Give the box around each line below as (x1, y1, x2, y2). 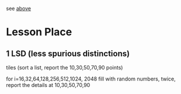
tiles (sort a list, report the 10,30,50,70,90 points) (6, 64, 123, 71)
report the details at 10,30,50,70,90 (6, 82, 90, 88)
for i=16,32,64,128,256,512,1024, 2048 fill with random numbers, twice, (6, 75, 176, 82)
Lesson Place (6, 26, 72, 39)
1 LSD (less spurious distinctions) (6, 48, 130, 58)
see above (6, 5, 31, 12)
